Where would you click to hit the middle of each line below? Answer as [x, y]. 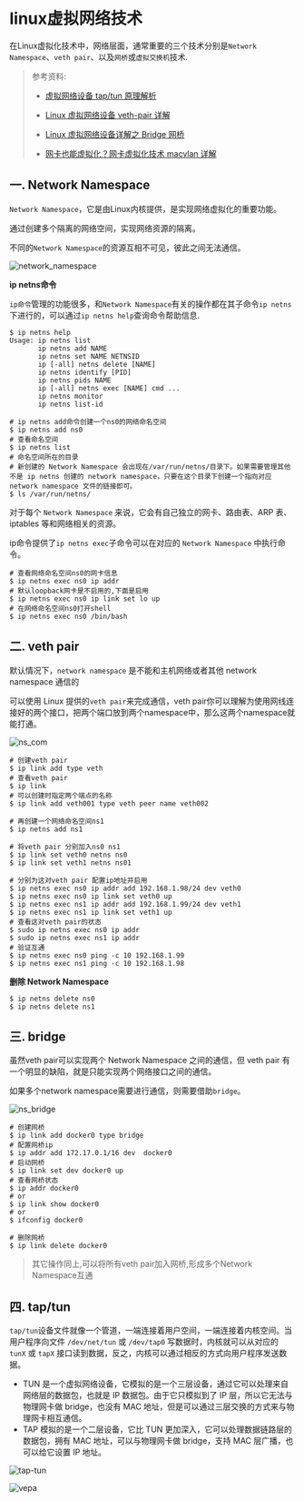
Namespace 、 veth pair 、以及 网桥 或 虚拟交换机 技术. [99, 56]
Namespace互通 [62, 1275]
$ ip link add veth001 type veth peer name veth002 [109, 803]
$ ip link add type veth [56, 768]
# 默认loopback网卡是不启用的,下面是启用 [79, 591]
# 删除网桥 [27, 1238]
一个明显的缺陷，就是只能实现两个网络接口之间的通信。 [113, 1071]
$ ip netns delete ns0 [52, 999]
